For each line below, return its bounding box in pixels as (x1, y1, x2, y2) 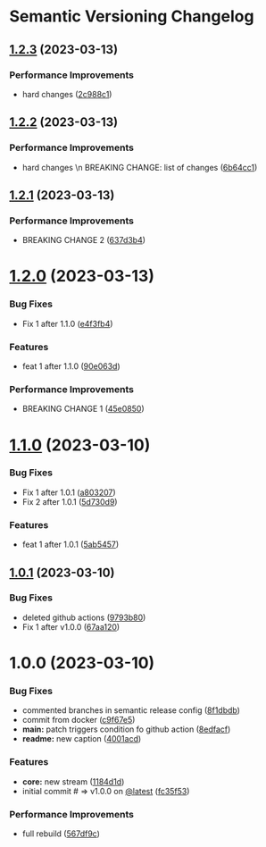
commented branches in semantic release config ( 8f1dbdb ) (21, 705, 241, 716)
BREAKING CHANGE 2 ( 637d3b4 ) (21, 235, 145, 246)
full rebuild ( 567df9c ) (21, 828, 101, 839)
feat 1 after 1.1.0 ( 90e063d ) (21, 361, 121, 372)
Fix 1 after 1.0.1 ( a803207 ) (21, 487, 116, 498)
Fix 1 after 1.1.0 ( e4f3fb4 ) (21, 318, 113, 329)
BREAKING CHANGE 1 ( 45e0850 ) (21, 404, 145, 415)
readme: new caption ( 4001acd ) (21, 734, 142, 744)
